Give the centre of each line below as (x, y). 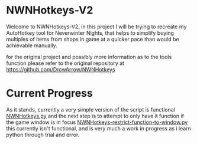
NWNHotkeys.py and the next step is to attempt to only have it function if (95, 116)
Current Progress (49, 94)
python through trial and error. (43, 135)
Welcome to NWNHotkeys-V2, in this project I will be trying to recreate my (96, 27)
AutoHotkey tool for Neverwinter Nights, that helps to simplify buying (90, 32)
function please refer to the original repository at (65, 63)
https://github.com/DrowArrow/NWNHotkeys (61, 69)
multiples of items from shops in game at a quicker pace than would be (93, 39)
